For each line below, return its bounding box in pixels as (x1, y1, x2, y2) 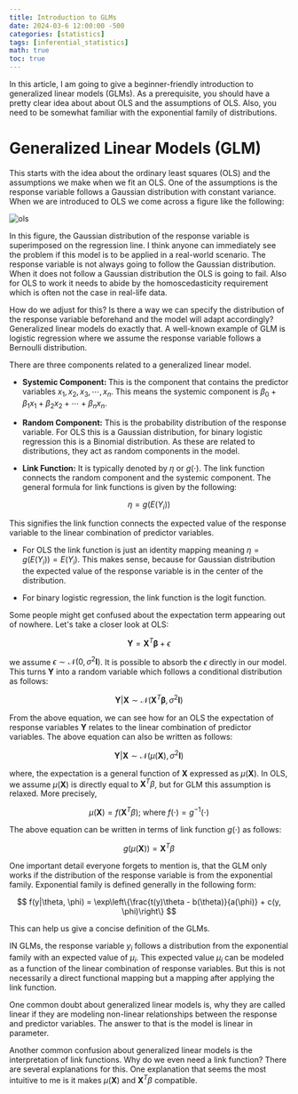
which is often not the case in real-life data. (9, 286, 168, 298)
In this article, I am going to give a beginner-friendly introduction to (9, 79, 255, 89)
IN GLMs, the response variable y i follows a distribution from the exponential (9, 940, 288, 953)
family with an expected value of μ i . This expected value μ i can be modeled (9, 952, 284, 965)
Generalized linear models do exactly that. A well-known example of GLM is (9, 323, 286, 334)
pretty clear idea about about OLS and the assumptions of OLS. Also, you (9, 98, 278, 108)
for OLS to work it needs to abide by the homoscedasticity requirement (9, 278, 269, 288)
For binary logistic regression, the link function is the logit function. (21, 592, 267, 603)
